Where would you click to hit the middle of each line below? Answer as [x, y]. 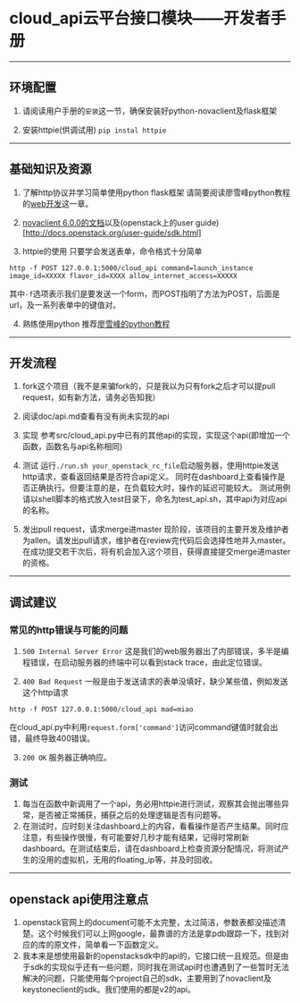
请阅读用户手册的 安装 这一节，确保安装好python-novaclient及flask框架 [150, 110]
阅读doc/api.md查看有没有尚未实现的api [96, 416]
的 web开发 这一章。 [58, 203]
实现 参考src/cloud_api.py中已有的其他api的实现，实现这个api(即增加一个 [156, 436]
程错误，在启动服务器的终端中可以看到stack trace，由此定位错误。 [145, 662]
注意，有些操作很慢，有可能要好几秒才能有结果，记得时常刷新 [136, 837]
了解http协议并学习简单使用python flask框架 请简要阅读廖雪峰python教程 [156, 192]
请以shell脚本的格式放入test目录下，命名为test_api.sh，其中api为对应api [154, 499]
